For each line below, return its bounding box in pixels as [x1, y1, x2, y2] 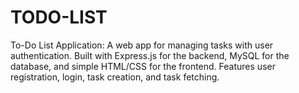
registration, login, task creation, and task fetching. [10, 71, 220, 83]
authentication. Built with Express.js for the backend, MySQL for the [10, 49, 290, 61]
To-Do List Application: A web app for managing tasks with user [10, 39, 274, 51]
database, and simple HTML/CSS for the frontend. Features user [10, 60, 276, 72]
